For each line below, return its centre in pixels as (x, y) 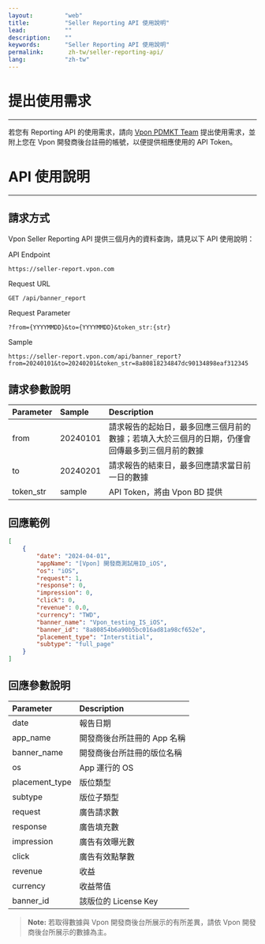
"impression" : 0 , (65, 593)
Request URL (30, 283)
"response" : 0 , (62, 586)
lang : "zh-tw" (49, 60)
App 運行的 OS (106, 768)
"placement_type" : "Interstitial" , (95, 637)
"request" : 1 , (60, 578)
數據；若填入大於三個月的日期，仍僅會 (179, 439)
